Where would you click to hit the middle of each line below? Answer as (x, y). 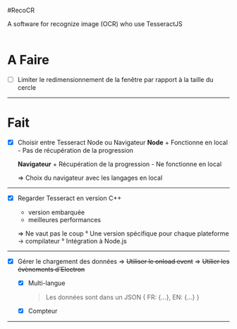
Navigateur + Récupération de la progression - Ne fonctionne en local (120, 164)
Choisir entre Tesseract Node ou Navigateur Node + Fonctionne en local (122, 142)
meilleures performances (64, 220)
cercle (27, 87)
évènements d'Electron (51, 270)
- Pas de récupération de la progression (75, 150)
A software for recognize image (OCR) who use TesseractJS (95, 24)
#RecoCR (21, 10)
